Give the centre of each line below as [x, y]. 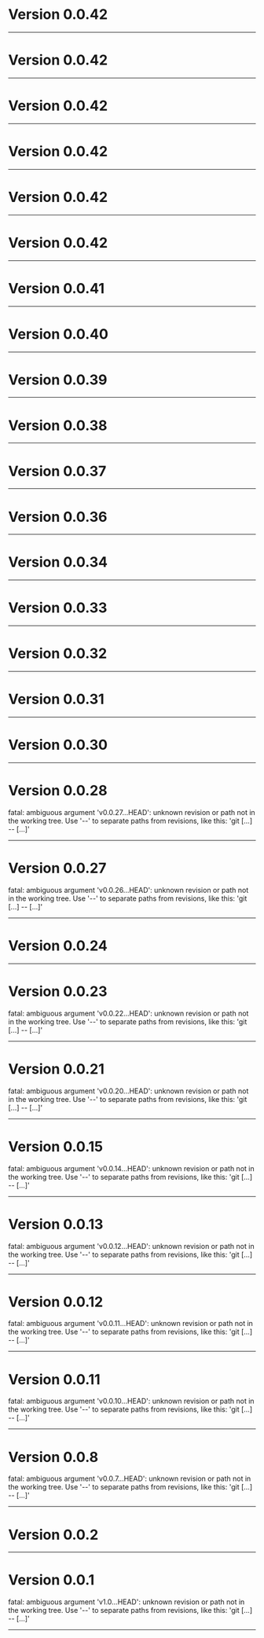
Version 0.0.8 [53, 1457]
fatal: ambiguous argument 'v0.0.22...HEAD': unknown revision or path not [128, 1013]
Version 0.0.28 [58, 791]
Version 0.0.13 [56, 1224]
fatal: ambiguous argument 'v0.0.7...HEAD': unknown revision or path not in [130, 1478]
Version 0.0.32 [58, 654]
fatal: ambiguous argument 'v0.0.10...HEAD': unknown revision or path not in [131, 1401]
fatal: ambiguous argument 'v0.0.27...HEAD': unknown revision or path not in [132, 812]
